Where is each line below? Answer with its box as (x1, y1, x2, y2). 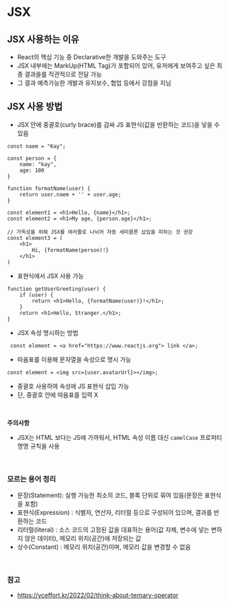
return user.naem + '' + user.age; (19, 191, 122, 198)
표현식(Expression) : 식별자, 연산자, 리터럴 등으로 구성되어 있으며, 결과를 (17, 508, 212, 517)
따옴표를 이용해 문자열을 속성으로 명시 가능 (17, 355, 132, 363)
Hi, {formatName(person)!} (32, 246, 109, 254)
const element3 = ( (7, 234, 63, 241)
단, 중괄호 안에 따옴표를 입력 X (17, 390, 98, 398)
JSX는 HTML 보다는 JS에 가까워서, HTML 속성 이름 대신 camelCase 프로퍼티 (17, 433, 222, 441)
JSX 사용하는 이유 (7, 33, 80, 45)
